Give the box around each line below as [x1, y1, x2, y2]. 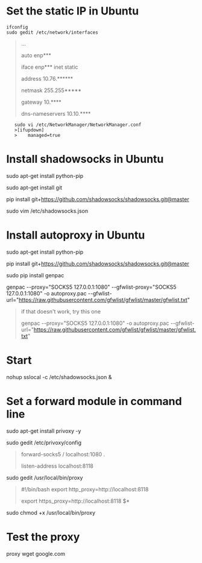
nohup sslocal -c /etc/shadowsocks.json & [6, 373, 112, 380]
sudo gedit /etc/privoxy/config [6, 439, 82, 446]
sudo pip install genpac [6, 271, 65, 278]
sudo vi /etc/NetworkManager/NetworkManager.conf [14, 122, 142, 128]
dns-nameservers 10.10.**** [21, 110, 91, 117]
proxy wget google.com [6, 550, 65, 557]
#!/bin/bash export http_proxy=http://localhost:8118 [21, 485, 149, 492]
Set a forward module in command [6, 394, 182, 408]
